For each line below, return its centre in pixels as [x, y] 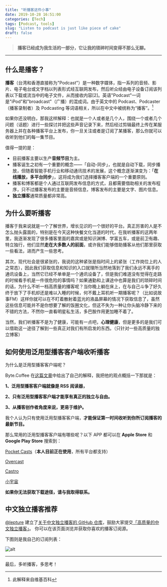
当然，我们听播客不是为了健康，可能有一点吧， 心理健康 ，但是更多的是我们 [81, 322]
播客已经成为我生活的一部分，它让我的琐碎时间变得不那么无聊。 [83, 48]
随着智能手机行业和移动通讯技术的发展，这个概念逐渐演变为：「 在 [92, 171]
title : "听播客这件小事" [28, 10]
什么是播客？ [25, 70]
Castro [12, 471]
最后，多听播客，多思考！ [31, 564]
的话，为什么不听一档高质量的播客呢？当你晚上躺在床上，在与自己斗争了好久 [83, 287]
